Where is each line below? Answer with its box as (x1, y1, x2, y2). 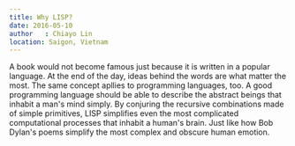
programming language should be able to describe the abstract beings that (9, 90, 283, 100)
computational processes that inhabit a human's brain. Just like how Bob (9, 118, 274, 128)
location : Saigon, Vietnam (9, 37, 109, 47)
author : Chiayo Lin (9, 29, 93, 38)
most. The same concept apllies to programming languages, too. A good (9, 80, 272, 91)
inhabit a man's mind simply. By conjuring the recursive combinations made (9, 99, 284, 110)
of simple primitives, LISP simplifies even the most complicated (9, 108, 239, 119)
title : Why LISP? (9, 12, 73, 22)
